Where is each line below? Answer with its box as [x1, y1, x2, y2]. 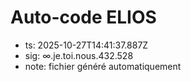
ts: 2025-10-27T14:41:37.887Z [24, 39, 149, 51]
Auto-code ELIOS [10, 6, 157, 29]
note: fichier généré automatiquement [24, 60, 182, 72]
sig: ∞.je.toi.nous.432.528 [24, 49, 134, 61]
